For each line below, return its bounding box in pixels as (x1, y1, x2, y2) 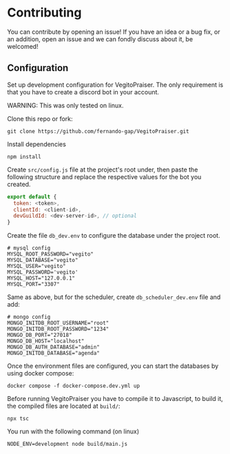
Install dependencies (7, 140, 67, 148)
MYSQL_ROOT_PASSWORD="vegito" (7, 251, 94, 258)
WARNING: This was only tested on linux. (7, 101, 124, 110)
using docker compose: (7, 369, 74, 378)
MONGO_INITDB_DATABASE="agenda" (7, 350, 100, 357)
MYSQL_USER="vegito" (7, 263, 67, 270)
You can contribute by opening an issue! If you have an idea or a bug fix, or (7, 28, 220, 36)
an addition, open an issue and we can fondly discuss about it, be (7, 34, 194, 43)
